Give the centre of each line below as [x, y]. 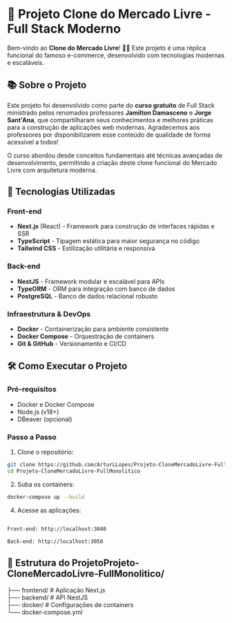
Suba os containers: [46, 484]
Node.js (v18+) [38, 412]
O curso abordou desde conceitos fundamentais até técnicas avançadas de [115, 155]
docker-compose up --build [46, 497]
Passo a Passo [32, 437]
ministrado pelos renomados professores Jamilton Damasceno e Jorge [109, 113]
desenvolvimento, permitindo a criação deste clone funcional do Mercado [112, 162]
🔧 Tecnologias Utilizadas [61, 192]
